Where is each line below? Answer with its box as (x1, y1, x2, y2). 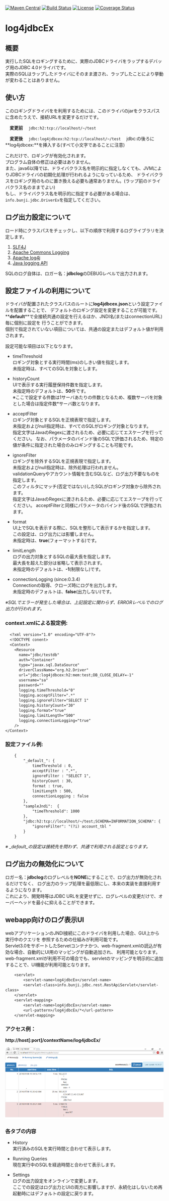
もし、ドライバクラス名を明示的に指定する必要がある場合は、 (5, 190, 133, 197)
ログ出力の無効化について (5, 860, 84, 868)
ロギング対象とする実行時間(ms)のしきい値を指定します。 (12, 359, 132, 365)
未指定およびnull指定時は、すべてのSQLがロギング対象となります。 (12, 423, 151, 429)
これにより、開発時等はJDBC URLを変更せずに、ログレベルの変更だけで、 (5, 893, 158, 899)
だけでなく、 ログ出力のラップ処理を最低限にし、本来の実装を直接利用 (9, 880, 156, 887)
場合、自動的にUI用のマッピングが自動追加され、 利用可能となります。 (14, 949, 160, 955)
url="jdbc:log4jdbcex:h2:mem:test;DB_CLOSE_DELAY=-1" (18, 672, 134, 677)
